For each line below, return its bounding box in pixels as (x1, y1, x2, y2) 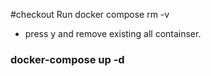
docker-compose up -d (10, 52, 125, 66)
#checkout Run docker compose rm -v (10, 9, 170, 20)
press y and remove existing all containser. (24, 28, 202, 39)
